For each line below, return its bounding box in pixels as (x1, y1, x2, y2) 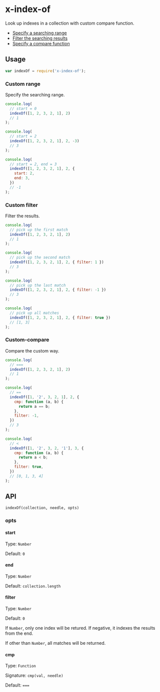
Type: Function (5, 663, 36, 669)
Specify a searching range (12, 30, 67, 36)
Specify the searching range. (5, 91, 65, 97)
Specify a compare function (12, 40, 70, 46)
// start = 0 (9, 106, 37, 111)
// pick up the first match (9, 227, 68, 232)
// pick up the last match (9, 283, 66, 288)
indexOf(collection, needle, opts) (5, 506, 79, 511)
